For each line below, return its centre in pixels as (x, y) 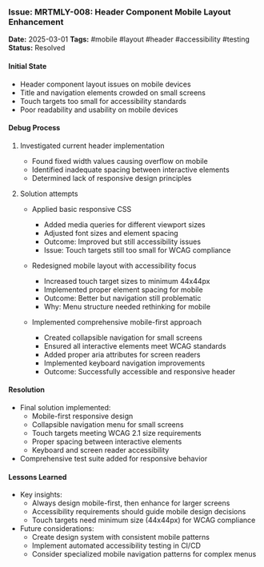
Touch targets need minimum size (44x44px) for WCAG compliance (144, 520)
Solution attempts (49, 194)
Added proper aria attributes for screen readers (122, 354)
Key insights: (41, 495)
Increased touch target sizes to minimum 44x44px (127, 281)
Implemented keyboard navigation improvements (124, 363)
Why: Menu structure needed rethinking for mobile (127, 306)
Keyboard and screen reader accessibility (100, 449)
